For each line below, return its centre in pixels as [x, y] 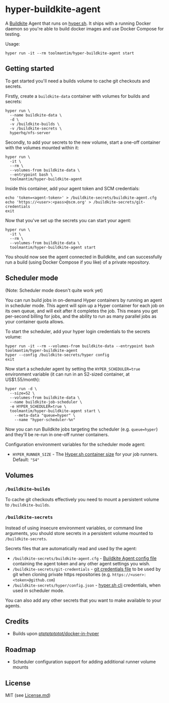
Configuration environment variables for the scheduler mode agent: [75, 444]
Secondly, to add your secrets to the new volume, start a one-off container [83, 142]
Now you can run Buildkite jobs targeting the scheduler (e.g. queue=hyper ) [81, 429]
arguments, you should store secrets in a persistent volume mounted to [79, 533]
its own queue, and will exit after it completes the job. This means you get [81, 311]
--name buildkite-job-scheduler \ [46, 402]
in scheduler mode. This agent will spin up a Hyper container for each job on [85, 305]
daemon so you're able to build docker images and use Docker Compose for [84, 28]
